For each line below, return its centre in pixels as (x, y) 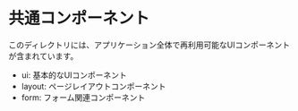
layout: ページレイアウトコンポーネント (94, 86)
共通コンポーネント (79, 18)
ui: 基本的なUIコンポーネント (74, 75)
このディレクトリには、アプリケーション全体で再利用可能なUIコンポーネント (149, 45)
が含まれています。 (43, 55)
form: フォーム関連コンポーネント (83, 97)
